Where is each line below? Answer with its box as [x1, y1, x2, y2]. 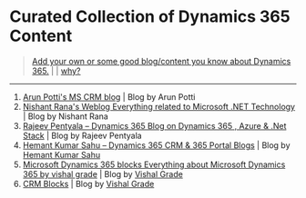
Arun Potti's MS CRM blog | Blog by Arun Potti [22, 91, 196, 102]
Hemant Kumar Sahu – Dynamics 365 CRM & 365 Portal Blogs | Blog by [22, 139, 291, 151]
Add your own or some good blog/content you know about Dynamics [31, 55, 291, 66]
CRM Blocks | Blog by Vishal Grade [22, 178, 155, 189]
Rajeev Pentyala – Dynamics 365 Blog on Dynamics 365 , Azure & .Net [22, 120, 287, 131]
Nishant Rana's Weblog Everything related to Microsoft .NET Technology [22, 101, 296, 112]
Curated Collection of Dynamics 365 [9, 6, 291, 27]
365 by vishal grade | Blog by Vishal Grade [22, 168, 184, 179]
